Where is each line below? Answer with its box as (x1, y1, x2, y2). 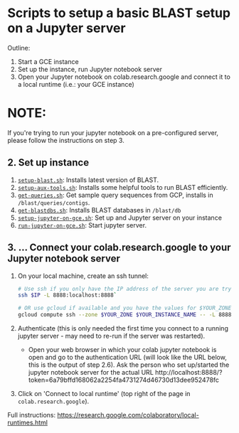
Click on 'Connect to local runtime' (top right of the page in (17, 390, 191, 397)
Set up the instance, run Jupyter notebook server (17, 65, 162, 73)
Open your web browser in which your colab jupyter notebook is (28, 346, 217, 353)
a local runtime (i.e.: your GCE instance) (17, 80, 134, 88)
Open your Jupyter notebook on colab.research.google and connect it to (17, 73, 231, 81)
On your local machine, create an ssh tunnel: (17, 272, 149, 280)
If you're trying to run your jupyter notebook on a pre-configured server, (7, 128, 219, 137)
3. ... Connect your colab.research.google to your (7, 242, 231, 254)
